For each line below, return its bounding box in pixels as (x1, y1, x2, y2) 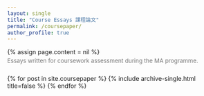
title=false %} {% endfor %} (7, 82, 87, 90)
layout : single (7, 10, 51, 17)
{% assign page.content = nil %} (7, 48, 100, 56)
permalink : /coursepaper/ (7, 23, 82, 29)
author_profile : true (7, 29, 70, 36)
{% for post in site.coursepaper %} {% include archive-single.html (7, 75, 196, 83)
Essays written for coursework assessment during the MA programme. (7, 57, 198, 65)
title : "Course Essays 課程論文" (7, 16, 100, 23)
